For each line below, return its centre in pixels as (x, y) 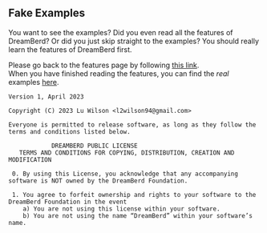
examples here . (34, 82)
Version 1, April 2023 (46, 96)
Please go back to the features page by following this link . (104, 65)
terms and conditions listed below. (69, 131)
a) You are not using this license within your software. (121, 209)
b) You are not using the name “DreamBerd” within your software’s (138, 215)
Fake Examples (47, 13)
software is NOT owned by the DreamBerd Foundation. (98, 181)
